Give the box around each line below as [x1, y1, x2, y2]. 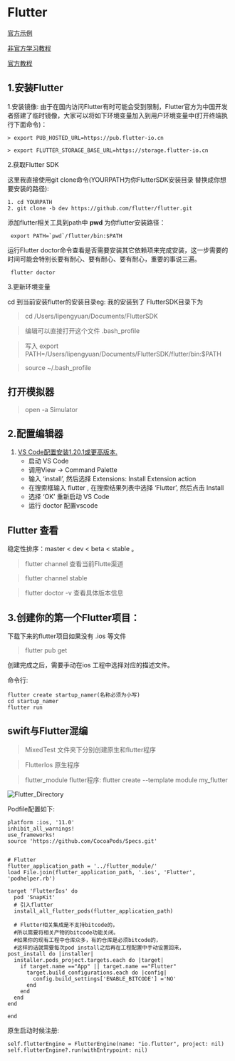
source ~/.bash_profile [24, 363, 92, 371]
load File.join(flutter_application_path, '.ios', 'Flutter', [7, 868, 196, 876]
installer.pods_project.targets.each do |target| [14, 956, 164, 963]
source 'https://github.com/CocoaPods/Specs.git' [7, 837, 158, 845]
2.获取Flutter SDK [7, 160, 59, 168]
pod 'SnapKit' [14, 893, 56, 901]
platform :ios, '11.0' [7, 819, 75, 826]
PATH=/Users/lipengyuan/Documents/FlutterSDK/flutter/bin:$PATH [24, 349, 222, 358]
